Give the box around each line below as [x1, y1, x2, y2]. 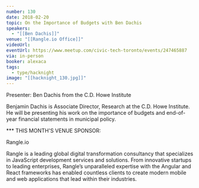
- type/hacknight [11, 70, 55, 76]
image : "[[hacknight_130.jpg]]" [6, 75, 86, 81]
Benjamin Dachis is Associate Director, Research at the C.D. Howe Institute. [6, 103, 190, 110]
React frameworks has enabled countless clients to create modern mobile [6, 169, 187, 176]
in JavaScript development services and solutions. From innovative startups [6, 156, 192, 164]
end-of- [166, 109, 186, 117]
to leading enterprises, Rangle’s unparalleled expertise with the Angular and [6, 163, 191, 170]
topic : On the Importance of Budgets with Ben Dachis [6, 20, 143, 26]
